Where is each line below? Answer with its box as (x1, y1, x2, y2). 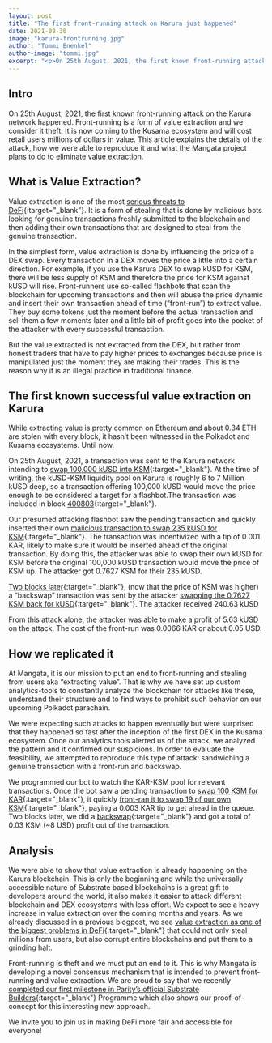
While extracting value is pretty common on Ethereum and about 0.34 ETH (8, 423, 257, 433)
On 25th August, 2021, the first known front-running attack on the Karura (8, 109, 252, 118)
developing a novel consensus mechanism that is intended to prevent (8, 967, 240, 977)
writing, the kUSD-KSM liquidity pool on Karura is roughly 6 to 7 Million (8, 473, 244, 483)
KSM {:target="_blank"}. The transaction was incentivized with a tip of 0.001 (8, 532, 261, 542)
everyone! (8, 1025, 42, 1035)
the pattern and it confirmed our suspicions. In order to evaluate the (8, 744, 235, 754)
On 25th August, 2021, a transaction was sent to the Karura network (8, 456, 236, 466)
